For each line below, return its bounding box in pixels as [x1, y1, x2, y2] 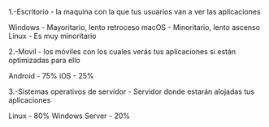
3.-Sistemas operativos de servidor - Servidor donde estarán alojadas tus [8, 87, 254, 96]
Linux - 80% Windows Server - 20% [8, 111, 131, 121]
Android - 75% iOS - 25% [8, 71, 94, 80]
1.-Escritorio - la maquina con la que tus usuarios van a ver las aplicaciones [8, 7, 262, 16]
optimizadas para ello [8, 56, 80, 65]
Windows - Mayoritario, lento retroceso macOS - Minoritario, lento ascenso [8, 23, 261, 32]
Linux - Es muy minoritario [8, 32, 97, 40]
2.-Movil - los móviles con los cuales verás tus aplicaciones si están [8, 47, 236, 56]
